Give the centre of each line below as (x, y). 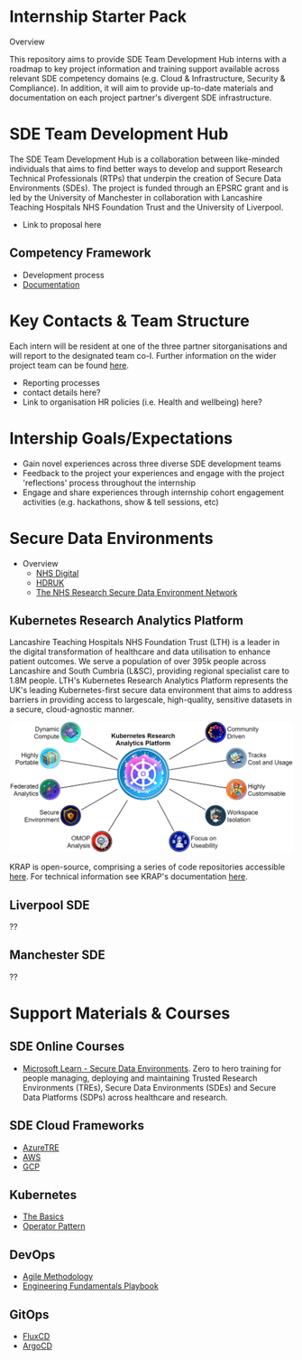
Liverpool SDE (50, 905)
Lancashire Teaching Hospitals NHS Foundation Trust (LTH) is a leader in (145, 642)
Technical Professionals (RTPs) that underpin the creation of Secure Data (146, 178)
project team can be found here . (69, 365)
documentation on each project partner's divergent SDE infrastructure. (141, 98)
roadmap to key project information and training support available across (145, 69)
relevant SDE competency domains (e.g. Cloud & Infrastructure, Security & (147, 78)
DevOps (32, 1255)
